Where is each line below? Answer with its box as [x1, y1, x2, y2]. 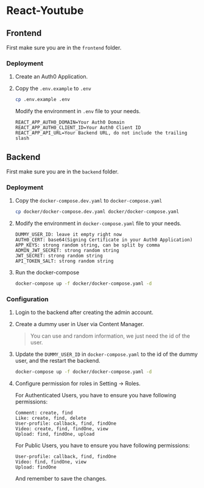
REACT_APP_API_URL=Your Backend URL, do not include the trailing [15, 130, 188, 136]
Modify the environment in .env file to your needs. [15, 108, 141, 115]
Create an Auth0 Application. [15, 73, 88, 80]
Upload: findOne [15, 464, 57, 470]
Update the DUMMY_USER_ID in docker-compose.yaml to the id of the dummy [15, 350, 198, 358]
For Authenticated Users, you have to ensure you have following [15, 392, 177, 399]
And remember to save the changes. [15, 475, 107, 483]
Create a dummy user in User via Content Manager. [15, 321, 144, 328]
